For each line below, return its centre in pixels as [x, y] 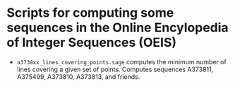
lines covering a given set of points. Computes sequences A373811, [115, 69]
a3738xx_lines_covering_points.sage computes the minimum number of [121, 61]
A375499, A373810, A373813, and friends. [78, 76]
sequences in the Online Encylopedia [117, 28]
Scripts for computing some [90, 13]
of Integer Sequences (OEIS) [92, 43]
